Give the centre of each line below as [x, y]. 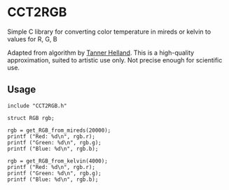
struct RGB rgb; [31, 118]
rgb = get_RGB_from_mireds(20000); [59, 130]
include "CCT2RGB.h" [37, 106]
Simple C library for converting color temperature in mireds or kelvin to [109, 32]
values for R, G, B [32, 39]
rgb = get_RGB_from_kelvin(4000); [58, 161]
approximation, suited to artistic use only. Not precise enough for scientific [115, 60]
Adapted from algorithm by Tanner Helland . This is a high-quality [101, 53]
